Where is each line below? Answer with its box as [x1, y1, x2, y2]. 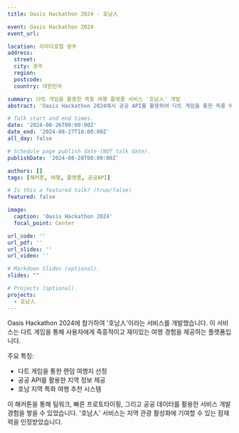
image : [7, 206, 27, 214]
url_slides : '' [7, 245, 53, 253]
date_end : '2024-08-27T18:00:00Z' [7, 128, 110, 136]
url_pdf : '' [7, 239, 43, 246]
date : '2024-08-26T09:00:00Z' [7, 122, 97, 129]
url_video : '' [7, 253, 50, 260]
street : [14, 56, 37, 63]
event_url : [7, 30, 40, 37]
